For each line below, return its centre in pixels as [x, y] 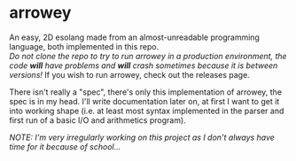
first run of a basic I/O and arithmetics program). [97, 120]
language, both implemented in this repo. [84, 46]
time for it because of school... [65, 146]
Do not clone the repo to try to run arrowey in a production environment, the [148, 56]
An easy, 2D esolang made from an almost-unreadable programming [134, 37]
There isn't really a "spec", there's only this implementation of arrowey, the [145, 92]
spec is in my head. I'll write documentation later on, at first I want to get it [144, 101]
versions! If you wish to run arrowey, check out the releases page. [129, 74]
